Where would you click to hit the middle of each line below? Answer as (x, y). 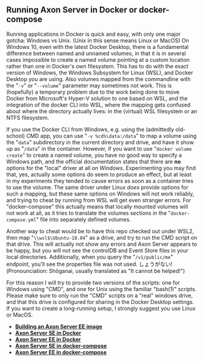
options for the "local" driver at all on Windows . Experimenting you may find (101, 168)
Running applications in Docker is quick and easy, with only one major (94, 34)
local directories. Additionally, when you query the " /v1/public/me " (90, 257)
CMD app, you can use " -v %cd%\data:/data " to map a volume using (111, 136)
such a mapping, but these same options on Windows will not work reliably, (100, 194)
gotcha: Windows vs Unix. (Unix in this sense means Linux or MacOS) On (98, 40)
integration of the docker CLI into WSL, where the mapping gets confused (98, 105)
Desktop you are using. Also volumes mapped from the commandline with (98, 79)
